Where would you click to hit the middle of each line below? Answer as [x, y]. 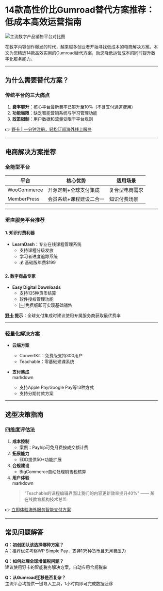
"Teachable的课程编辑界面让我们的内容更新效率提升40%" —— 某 [89, 493]
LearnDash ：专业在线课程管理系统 [47, 244]
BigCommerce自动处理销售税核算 [53, 472]
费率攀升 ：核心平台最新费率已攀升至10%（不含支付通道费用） [74, 107]
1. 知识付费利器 [20, 232]
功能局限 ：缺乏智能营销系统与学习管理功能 [55, 113]
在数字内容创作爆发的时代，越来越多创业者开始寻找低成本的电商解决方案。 [79, 47]
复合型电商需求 [126, 190]
